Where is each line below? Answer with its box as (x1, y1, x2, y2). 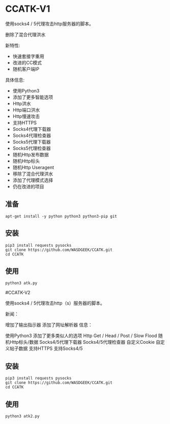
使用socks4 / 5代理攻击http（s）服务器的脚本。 (5, 300, 105, 307)
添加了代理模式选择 (12, 177, 53, 183)
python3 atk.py (5, 280, 38, 286)
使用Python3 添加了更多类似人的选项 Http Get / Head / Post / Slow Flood (5, 333, 157, 339)
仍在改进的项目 (12, 183, 44, 190)
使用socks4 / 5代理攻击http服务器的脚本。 (5, 20, 94, 27)
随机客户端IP (12, 66, 40, 72)
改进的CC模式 (12, 59, 42, 65)
